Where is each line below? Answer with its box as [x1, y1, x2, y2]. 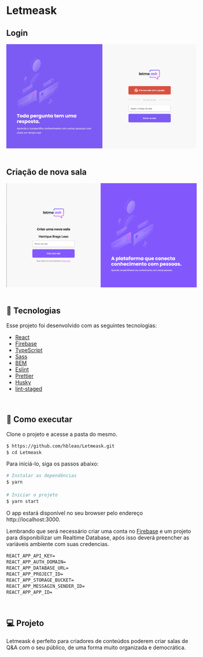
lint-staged [14, 385, 42, 392]
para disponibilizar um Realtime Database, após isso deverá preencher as [6, 534, 190, 541]
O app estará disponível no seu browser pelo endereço [6, 509, 143, 516]
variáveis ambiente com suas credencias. [6, 540, 109, 547]
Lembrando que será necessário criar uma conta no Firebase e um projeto [6, 527, 192, 535]
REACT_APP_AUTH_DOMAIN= [6, 559, 66, 565]
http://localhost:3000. [6, 516, 60, 523]
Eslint [14, 365, 29, 373]
